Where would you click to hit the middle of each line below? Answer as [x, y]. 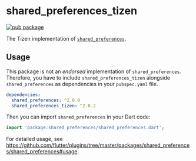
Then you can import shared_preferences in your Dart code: [78, 117]
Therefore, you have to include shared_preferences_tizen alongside [88, 77]
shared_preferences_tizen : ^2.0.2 [54, 106]
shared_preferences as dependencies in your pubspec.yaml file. [82, 84]
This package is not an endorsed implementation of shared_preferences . [94, 71]
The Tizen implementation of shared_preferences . [66, 38]
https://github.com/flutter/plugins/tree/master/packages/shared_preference [98, 145]
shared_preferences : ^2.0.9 [46, 100]
